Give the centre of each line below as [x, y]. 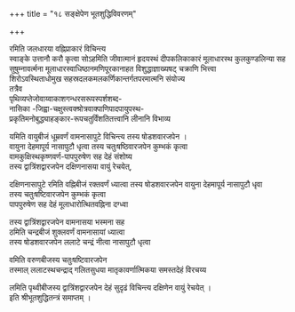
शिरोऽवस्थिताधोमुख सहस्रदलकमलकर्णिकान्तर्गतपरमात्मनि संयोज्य [97, 79]
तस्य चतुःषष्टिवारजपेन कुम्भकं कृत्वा [58, 194]
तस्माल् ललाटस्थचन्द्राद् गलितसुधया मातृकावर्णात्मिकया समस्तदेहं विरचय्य [108, 270]
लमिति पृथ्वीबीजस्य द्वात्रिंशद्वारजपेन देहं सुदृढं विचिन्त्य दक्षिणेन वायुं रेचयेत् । [110, 288]
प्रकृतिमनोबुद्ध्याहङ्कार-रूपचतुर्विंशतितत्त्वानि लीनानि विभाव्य [90, 119]
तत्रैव [16, 88]
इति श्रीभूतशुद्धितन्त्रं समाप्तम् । [50, 297]
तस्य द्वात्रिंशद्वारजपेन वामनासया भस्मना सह [67, 222]
